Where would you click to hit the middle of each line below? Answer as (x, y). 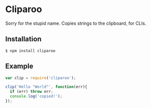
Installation (23, 39)
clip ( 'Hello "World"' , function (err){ (46, 87)
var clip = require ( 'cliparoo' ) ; (41, 78)
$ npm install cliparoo (31, 51)
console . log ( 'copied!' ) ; (36, 96)
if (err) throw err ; (32, 92)
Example (19, 66)
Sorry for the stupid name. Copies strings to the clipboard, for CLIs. (76, 23)
